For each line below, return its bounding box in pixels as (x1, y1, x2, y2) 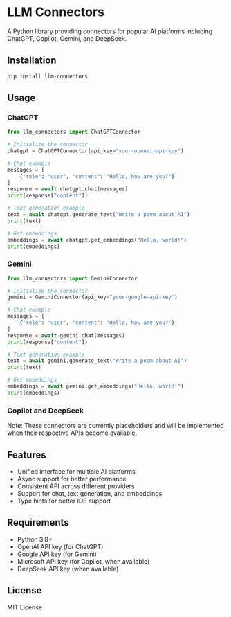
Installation (7, 55, 57, 66)
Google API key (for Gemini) (17, 550, 97, 558)
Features (7, 449, 46, 460)
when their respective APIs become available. (7, 429, 138, 437)
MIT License (7, 603, 43, 611)
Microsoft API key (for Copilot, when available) (17, 557, 150, 565)
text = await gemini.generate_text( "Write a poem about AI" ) (7, 357, 187, 364)
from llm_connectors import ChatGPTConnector (7, 129, 140, 136)
